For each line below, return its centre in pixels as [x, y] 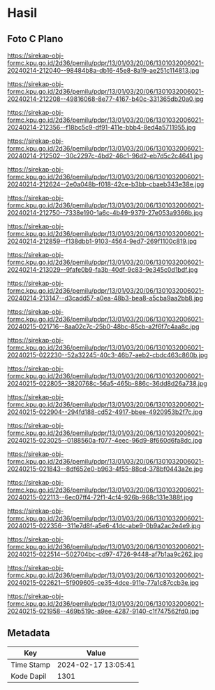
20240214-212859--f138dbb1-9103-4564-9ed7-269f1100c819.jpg [102, 241]
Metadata [29, 633]
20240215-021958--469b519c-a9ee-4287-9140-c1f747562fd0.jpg [103, 611]
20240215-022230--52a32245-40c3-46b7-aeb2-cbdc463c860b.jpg [107, 355]
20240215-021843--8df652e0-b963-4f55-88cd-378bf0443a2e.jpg [105, 469]
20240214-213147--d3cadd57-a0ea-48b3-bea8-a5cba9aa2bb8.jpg [105, 298]
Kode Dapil [29, 676]
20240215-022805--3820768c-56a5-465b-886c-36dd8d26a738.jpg [107, 384]
